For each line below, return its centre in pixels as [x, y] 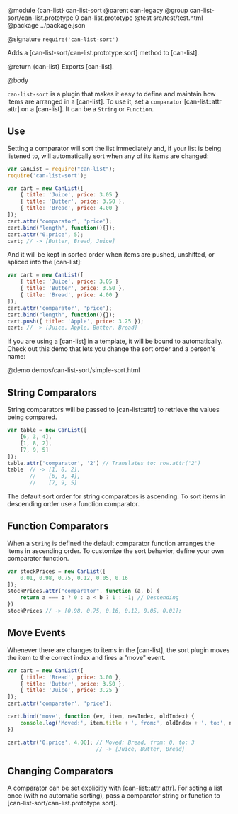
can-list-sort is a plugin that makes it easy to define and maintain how [112, 94]
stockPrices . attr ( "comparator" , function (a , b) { [84, 591]
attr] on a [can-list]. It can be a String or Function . [81, 109]
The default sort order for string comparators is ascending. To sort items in [117, 496]
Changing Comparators [60, 771]
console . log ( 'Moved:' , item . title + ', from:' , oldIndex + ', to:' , [123, 723]
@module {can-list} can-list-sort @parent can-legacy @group [98, 10]
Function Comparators [58, 526]
